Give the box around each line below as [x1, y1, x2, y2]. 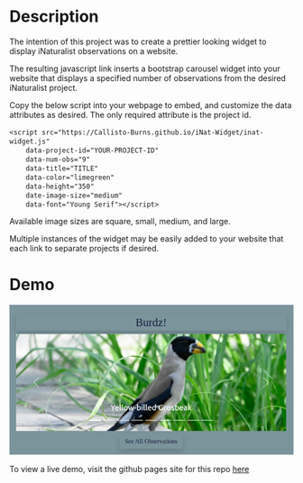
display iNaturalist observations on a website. [9, 45, 179, 56]
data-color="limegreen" [25, 173, 115, 182]
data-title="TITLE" [25, 164, 99, 173]
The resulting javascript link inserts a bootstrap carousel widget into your [9, 63, 281, 74]
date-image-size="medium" [25, 191, 124, 200]
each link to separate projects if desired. [9, 242, 160, 253]
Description [9, 6, 99, 27]
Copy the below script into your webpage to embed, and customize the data [9, 99, 292, 110]
